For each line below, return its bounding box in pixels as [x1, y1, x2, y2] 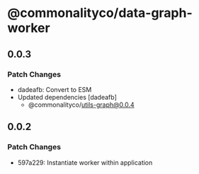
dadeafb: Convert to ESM [17, 85, 92, 93]
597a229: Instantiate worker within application [17, 158, 153, 167]
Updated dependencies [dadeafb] [17, 93, 117, 101]
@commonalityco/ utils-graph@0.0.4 [28, 100, 135, 109]
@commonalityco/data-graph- [7, 5, 193, 21]
